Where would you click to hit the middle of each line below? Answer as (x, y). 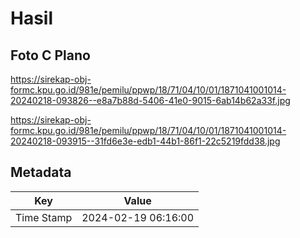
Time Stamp (44, 217)
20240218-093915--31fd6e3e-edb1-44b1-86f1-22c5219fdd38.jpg (145, 141)
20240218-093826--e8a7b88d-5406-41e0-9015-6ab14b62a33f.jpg (150, 100)
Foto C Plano (50, 55)
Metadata (41, 172)
